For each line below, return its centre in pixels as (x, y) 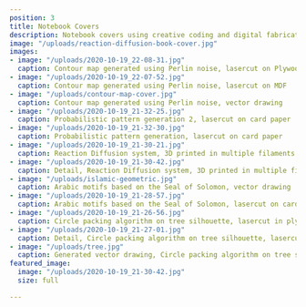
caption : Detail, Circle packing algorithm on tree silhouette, (142, 238)
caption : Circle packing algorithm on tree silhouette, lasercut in (150, 221)
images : (24, 52)
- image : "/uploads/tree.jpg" (67, 247)
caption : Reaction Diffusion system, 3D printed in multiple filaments (157, 153)
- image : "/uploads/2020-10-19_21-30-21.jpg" (97, 145)
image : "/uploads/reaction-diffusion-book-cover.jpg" (114, 43)
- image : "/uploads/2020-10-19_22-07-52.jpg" (97, 77)
